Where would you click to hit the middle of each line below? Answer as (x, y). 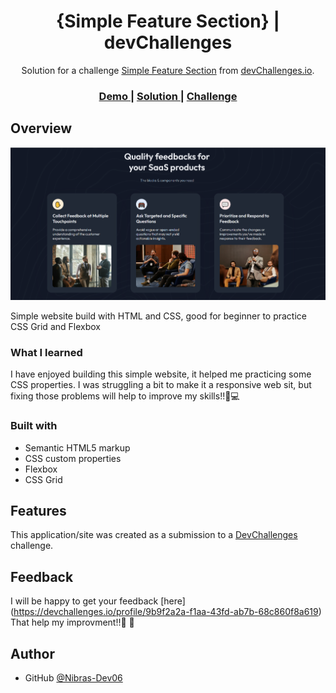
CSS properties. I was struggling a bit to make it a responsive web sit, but (161, 385)
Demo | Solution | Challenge (168, 96)
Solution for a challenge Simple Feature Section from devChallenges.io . (168, 70)
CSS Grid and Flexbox (55, 327)
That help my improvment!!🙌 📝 (72, 622)
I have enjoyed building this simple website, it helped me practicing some (161, 374)
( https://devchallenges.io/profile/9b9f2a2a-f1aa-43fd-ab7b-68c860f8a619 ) (166, 612)
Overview (41, 128)
